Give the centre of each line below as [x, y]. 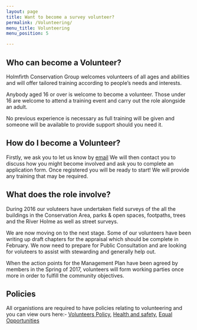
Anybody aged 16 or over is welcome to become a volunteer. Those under [96, 94]
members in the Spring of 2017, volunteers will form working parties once [95, 269]
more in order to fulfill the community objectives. [65, 275]
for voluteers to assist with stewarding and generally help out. [81, 252]
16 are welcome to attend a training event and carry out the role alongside [96, 100]
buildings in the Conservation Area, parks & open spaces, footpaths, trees [96, 215]
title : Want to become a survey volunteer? [60, 17]
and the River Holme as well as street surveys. [62, 221]
